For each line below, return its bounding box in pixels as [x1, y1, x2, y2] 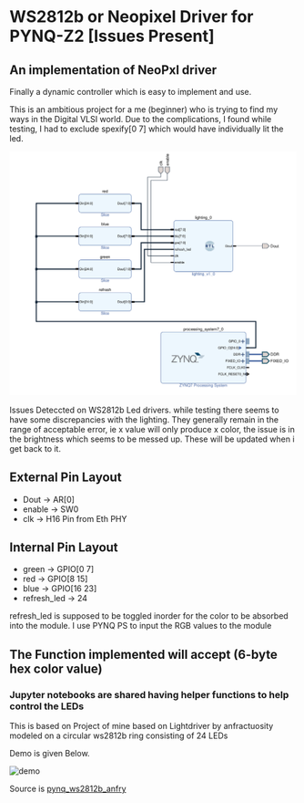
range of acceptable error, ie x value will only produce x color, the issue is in [9, 423, 296, 434]
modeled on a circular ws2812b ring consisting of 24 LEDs [9, 730, 228, 741]
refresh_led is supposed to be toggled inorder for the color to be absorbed [9, 610, 289, 621]
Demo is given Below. [9, 748, 90, 759]
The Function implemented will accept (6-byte [9, 646, 278, 662]
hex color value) [9, 661, 103, 676]
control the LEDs [9, 700, 85, 713]
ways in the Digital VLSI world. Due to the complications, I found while [9, 114, 272, 124]
